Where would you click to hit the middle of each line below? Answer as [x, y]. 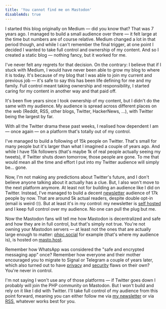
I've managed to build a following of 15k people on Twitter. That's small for [81, 141]
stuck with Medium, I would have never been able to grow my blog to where [83, 70]
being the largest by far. [29, 116]
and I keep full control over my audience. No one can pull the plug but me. [81, 209]
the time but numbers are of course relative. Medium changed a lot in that [80, 39]
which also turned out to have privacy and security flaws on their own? [78, 265]
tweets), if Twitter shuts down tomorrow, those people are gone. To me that [82, 156]
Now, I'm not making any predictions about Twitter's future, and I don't [77, 177]
